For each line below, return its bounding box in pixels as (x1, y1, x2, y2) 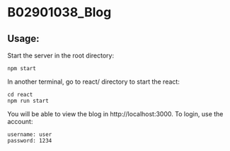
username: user (7, 131, 52, 138)
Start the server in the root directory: (7, 51, 115, 60)
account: (7, 118, 33, 125)
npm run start (7, 97, 50, 104)
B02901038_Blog (7, 4, 112, 21)
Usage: (7, 33, 40, 45)
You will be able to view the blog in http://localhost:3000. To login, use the (7, 110, 224, 118)
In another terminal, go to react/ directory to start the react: (7, 77, 180, 86)
